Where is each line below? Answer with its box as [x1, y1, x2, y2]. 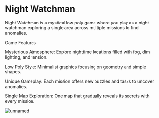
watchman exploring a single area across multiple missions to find [5, 24, 139, 30]
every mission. [5, 98, 35, 104]
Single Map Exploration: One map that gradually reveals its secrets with [5, 93, 150, 99]
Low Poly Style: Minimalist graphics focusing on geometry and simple [5, 64, 146, 70]
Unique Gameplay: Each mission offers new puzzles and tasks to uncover [5, 78, 154, 84]
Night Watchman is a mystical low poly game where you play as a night [5, 20, 149, 25]
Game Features [5, 39, 36, 45]
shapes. [5, 69, 21, 74]
